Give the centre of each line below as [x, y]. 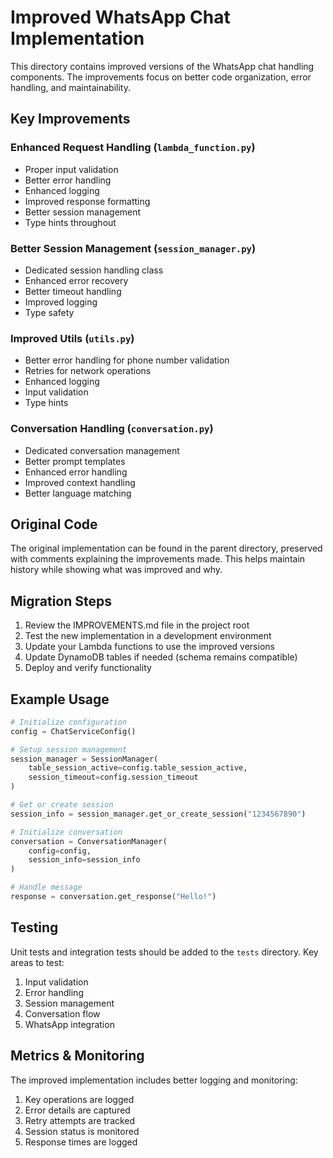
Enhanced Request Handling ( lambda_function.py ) [133, 148]
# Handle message [46, 887]
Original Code [54, 524]
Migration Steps [61, 601]
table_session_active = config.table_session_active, [138, 768]
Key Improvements [70, 119]
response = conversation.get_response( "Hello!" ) [113, 897]
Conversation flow [62, 1013]
